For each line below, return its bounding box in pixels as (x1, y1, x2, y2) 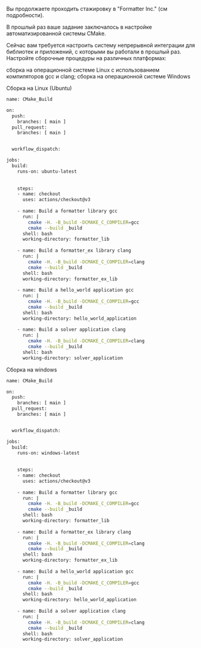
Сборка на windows (6, 366, 58, 373)
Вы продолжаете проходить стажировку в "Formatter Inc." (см (6, 5, 168, 12)
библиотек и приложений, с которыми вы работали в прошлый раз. (6, 48, 182, 55)
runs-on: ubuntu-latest (17, 168, 77, 174)
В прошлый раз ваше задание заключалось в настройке (6, 24, 153, 30)
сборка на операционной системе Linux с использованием (6, 66, 160, 74)
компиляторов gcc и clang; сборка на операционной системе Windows (6, 73, 191, 80)
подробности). (6, 12, 44, 19)
